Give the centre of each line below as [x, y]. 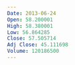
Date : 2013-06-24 [32, 13]
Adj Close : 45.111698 [38, 45]
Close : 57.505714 [32, 39]
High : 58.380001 [30, 26]
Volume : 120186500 [33, 51]
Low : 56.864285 [29, 32]
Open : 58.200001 [30, 20]
